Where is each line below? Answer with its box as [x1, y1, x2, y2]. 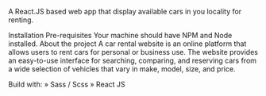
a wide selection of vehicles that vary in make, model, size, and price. [8, 64, 236, 74]
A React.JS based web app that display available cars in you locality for [8, 7, 242, 16]
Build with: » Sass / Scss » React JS [8, 79, 125, 89]
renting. [8, 15, 34, 25]
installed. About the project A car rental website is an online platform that [8, 39, 247, 48]
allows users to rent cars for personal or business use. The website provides [8, 48, 258, 56]
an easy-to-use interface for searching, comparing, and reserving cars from [8, 56, 256, 65]
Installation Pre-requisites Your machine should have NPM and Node [8, 31, 233, 40]
